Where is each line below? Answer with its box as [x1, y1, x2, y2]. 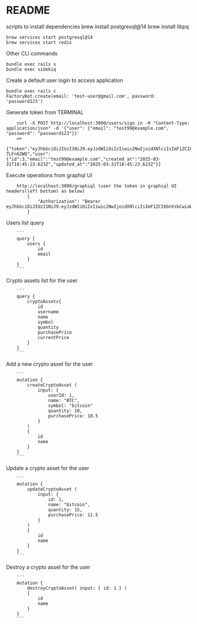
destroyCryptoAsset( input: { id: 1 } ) [27, 585, 127, 591]
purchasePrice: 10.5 [47, 413, 98, 419]
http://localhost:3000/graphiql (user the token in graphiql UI [16, 183, 177, 189]
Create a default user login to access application [6, 77, 123, 84]
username [37, 308, 59, 315]
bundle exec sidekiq [6, 66, 57, 72]
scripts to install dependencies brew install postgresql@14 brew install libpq [6, 23, 189, 30]
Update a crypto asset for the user [6, 464, 90, 472]
